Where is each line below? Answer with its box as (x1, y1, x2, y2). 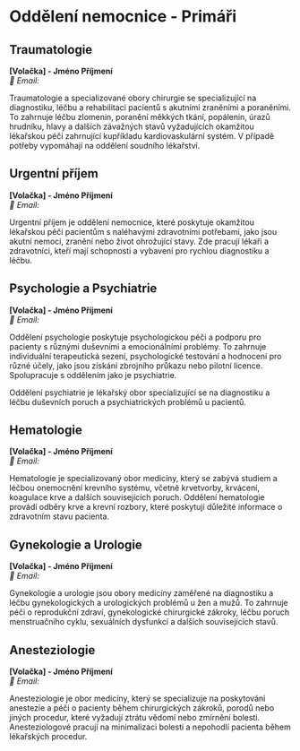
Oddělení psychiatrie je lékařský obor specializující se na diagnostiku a (9, 387, 270, 398)
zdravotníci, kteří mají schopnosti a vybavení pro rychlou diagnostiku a (9, 245, 270, 256)
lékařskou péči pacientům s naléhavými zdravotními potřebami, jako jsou (9, 226, 278, 237)
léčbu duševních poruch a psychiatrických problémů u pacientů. (9, 396, 246, 407)
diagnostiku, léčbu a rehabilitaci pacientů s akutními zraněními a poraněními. (9, 102, 291, 113)
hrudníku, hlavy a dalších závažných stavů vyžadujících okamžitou (9, 121, 255, 132)
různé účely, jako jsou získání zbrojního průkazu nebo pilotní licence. (9, 360, 263, 371)
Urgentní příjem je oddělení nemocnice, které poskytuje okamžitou (9, 217, 255, 228)
